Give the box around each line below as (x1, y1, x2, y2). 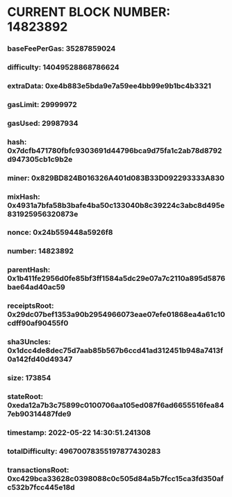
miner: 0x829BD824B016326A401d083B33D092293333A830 (7, 173, 225, 183)
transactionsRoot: (7, 465, 69, 475)
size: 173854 (7, 373, 51, 383)
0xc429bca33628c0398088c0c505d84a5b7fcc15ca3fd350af (7, 473, 224, 483)
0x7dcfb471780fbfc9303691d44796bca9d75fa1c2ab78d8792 (7, 145, 222, 155)
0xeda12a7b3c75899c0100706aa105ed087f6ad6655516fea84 (7, 400, 224, 410)
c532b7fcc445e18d (7, 482, 75, 492)
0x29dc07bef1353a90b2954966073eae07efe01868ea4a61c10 (7, 310, 226, 320)
